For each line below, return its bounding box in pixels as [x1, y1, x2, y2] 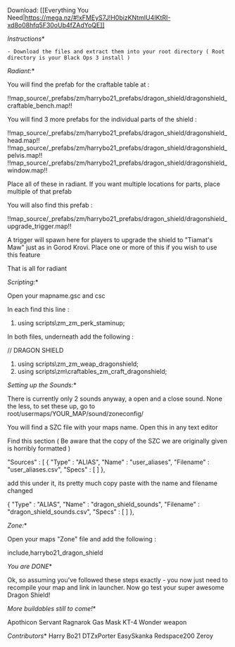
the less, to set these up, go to [7, 402, 96, 410]
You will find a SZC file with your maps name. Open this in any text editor [7, 423, 218, 432]
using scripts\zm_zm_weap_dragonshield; [17, 360, 139, 368]
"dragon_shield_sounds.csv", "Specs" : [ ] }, [7, 508, 135, 516]
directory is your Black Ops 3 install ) [7, 54, 131, 61]
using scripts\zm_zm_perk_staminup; [17, 319, 125, 327]
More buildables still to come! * [7, 605, 96, 613]
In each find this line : [7, 306, 70, 313]
